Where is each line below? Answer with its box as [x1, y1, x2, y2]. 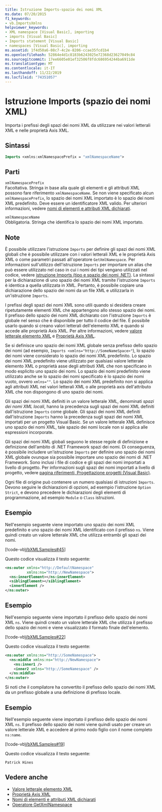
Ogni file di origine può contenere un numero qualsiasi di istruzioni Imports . [5, 479, 155, 485]
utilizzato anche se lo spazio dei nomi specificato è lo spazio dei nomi [5, 374, 144, 379]
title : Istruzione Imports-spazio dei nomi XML [5, 7, 103, 12]
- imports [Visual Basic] [5, 35, 57, 39]
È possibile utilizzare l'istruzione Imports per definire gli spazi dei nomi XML [5, 246, 156, 252]
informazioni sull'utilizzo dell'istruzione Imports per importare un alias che [5, 262, 152, 267]
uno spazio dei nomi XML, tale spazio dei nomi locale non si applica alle [5, 424, 148, 430]
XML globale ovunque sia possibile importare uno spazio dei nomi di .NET [5, 454, 152, 460]
